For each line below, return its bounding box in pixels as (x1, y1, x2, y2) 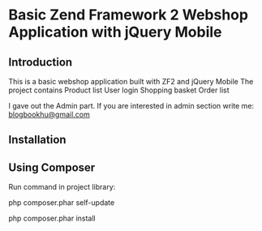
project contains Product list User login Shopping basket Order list (8, 85, 230, 95)
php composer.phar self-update (8, 198, 115, 207)
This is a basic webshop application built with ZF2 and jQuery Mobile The (8, 77, 254, 86)
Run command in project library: (8, 182, 116, 192)
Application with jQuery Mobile (8, 23, 222, 41)
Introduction (8, 55, 73, 69)
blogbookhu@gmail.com (8, 109, 91, 119)
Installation (8, 133, 67, 147)
